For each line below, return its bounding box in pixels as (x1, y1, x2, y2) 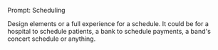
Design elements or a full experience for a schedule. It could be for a (7, 20, 209, 27)
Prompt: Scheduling (7, 6, 66, 14)
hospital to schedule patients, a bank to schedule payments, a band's (7, 27, 212, 35)
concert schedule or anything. (7, 35, 96, 43)
